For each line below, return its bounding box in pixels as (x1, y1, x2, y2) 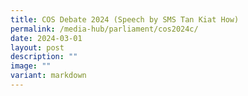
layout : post (10, 42, 65, 53)
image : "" (10, 61, 52, 71)
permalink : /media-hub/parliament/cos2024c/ (10, 24, 199, 34)
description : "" (10, 52, 78, 62)
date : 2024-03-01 (10, 33, 83, 43)
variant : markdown (10, 71, 87, 81)
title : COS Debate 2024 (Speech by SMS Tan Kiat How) (10, 14, 240, 25)
